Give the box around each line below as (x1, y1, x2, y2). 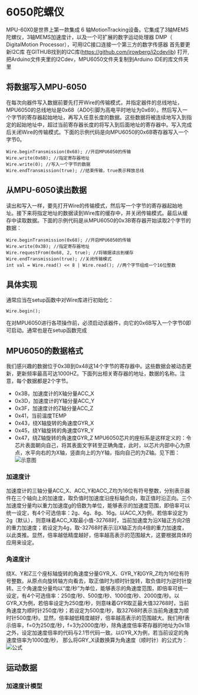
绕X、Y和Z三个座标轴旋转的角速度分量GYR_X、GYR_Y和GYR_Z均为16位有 (6, 570, 184, 577)
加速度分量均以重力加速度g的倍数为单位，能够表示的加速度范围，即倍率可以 (6, 502, 190, 509)
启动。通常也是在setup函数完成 (11, 327, 87, 334)
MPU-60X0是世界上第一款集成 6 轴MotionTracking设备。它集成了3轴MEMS (6, 26, 189, 33)
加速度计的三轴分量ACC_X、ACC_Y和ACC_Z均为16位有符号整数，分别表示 (6, 487, 185, 494)
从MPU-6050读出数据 (6, 185, 87, 195)
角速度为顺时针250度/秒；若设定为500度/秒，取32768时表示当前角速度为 (6, 607, 184, 614)
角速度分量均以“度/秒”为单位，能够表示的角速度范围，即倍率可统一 (26, 584, 189, 591)
